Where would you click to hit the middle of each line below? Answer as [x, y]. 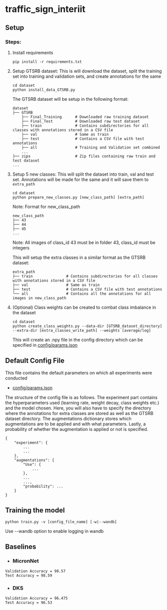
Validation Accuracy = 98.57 [35, 571]
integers [21, 247]
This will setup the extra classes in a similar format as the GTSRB [79, 257]
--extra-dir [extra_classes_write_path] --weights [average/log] [82, 330]
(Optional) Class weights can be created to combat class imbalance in [84, 307]
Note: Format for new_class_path [46, 206]
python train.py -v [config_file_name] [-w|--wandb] [61, 522]
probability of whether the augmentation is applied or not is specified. [77, 429]
